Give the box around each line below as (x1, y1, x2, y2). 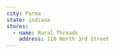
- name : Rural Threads (13, 29, 78, 36)
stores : (6, 23, 29, 30)
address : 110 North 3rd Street (19, 36, 110, 43)
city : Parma (6, 10, 41, 17)
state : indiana (6, 17, 51, 23)
